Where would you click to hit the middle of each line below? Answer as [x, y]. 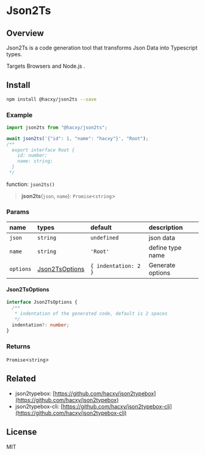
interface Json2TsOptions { [42, 303]
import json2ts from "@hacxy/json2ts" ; [57, 127]
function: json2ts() [31, 184]
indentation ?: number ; [41, 325]
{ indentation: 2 [116, 266]
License [22, 432]
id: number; [32, 156]
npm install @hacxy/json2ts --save [52, 99]
